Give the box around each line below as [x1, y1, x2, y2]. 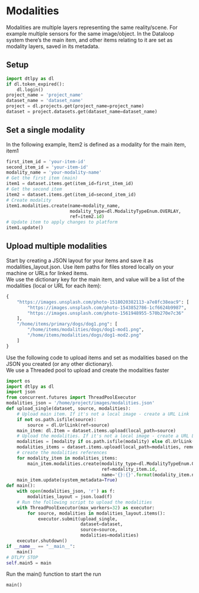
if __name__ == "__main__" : [6, 543, 76, 549]
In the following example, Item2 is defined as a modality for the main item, [6, 141, 187, 148]
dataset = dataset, [80, 521, 123, 527]
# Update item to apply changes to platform [6, 219, 118, 225]
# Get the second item [6, 186, 62, 192]
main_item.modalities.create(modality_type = [27, 461, 139, 467]
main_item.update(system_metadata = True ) [17, 477, 118, 483]
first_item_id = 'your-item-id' [6, 158, 86, 164]
